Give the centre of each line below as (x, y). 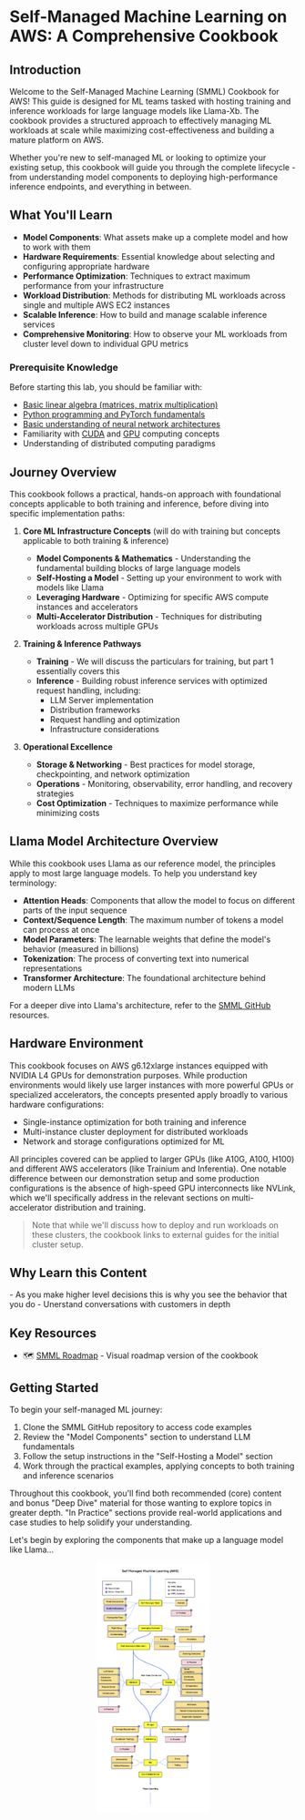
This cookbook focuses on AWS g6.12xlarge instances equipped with (139, 1065)
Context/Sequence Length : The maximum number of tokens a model (153, 920)
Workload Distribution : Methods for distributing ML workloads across (154, 295)
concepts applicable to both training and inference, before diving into (139, 504)
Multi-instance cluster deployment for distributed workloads (135, 1131)
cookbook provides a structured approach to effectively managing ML (141, 121)
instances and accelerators (87, 607)
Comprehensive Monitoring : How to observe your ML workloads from (155, 333)
